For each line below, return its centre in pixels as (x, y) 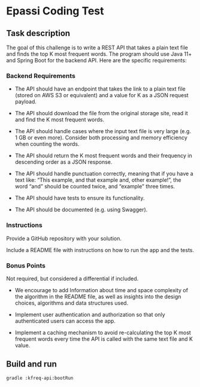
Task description (38, 33)
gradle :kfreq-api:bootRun (40, 378)
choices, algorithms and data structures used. (72, 303)
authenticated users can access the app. (65, 321)
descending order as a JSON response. (63, 162)
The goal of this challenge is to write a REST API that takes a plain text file (97, 47)
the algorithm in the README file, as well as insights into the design (98, 296)
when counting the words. (47, 144)
